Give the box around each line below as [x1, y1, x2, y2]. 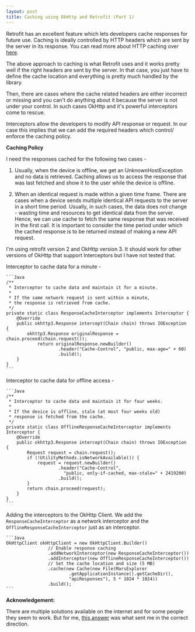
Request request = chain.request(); [27, 449, 116, 456]
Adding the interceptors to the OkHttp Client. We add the [6, 511, 142, 518]
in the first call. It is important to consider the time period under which [14, 221, 183, 228]
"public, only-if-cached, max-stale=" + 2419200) [63, 470, 187, 476]
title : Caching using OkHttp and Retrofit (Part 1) [6, 14, 134, 20]
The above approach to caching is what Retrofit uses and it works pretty [6, 60, 180, 67]
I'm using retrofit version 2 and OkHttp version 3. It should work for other [6, 245, 182, 252]
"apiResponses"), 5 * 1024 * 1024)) [68, 576, 158, 582]
